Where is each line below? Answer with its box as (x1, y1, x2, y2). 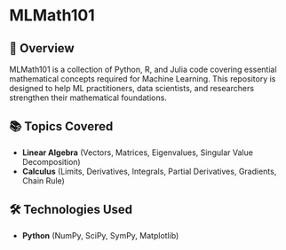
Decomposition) (21, 156, 82, 167)
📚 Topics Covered (9, 119, 114, 134)
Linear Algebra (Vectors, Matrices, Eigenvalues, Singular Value (21, 147, 253, 158)
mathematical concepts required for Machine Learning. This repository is (9, 74, 276, 84)
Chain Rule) (21, 175, 65, 186)
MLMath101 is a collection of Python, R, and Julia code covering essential (9, 64, 277, 74)
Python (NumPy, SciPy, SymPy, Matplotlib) (21, 230, 179, 240)
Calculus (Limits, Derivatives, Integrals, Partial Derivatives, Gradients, (21, 166, 277, 176)
